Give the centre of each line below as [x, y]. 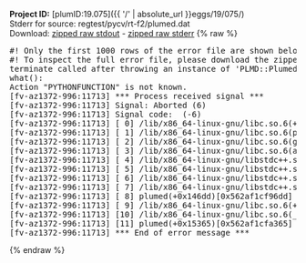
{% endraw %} [37, 250]
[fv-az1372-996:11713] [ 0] [72, 123]
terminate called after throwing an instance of [120, 69]
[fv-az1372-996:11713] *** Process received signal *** [137, 96]
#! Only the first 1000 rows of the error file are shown [142, 51]
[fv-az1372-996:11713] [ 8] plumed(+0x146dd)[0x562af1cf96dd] [151, 196]
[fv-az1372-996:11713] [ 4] [72, 160]
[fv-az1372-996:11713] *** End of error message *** [130, 233]
